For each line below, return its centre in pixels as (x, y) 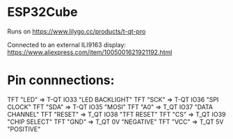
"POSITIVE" (24, 129)
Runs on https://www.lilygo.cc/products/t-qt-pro (77, 31)
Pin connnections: (61, 80)
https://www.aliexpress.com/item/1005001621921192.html (90, 52)
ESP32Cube (42, 12)
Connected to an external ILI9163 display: (67, 44)
